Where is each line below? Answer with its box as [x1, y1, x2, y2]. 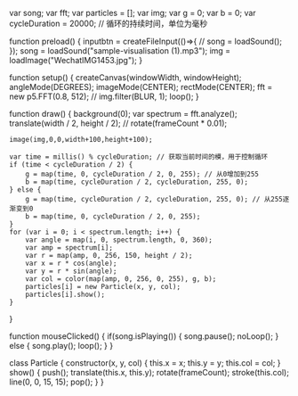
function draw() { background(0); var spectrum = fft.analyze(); [9, 109, 238, 119]
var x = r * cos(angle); [25, 259, 117, 268]
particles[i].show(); [25, 290, 105, 299]
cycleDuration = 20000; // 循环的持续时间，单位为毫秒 [9, 18, 208, 29]
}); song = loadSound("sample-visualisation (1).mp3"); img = [9, 45, 231, 56]
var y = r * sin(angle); [25, 267, 117, 276]
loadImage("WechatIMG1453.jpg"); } [9, 55, 143, 65]
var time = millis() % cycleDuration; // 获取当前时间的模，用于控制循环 [9, 153, 269, 161]
